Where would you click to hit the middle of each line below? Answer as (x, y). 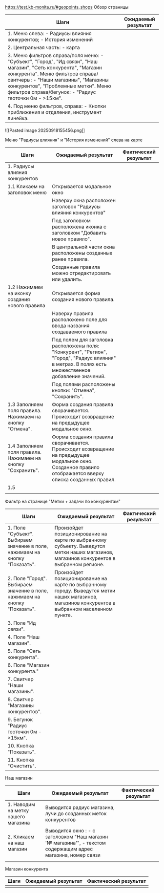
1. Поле (17, 528)
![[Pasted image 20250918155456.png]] (45, 130)
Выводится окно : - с (70, 831)
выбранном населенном (84, 609)
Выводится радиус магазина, (80, 807)
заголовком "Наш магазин (77, 837)
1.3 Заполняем (25, 404)
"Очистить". (22, 766)
